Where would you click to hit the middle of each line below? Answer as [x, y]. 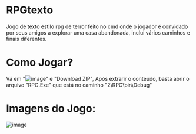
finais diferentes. [26, 39]
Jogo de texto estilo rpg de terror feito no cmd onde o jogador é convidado [97, 26]
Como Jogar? [40, 63]
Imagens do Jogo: [51, 109]
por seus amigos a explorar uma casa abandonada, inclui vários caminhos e [98, 32]
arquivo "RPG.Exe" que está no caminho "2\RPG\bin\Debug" [79, 85]
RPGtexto [30, 10]
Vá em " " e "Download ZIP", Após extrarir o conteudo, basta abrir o [98, 78]
